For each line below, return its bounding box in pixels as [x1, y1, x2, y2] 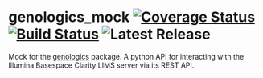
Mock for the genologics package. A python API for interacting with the [8, 51, 245, 61]
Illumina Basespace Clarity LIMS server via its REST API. [8, 60, 195, 70]
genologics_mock [8, 8, 130, 27]
